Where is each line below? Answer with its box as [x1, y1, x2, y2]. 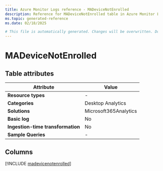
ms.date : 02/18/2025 [5, 20, 47, 26]
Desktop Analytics [84, 100, 126, 107]
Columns [5, 148, 33, 156]
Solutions [7, 108, 30, 114]
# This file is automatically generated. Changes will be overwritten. [5, 30, 153, 34]
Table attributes [5, 69, 54, 78]
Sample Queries [7, 131, 45, 138]
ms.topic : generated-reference [5, 16, 68, 21]
